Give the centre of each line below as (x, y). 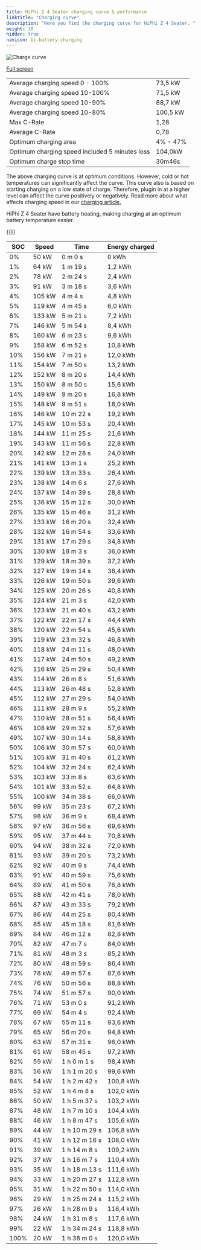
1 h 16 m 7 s (79, 1160)
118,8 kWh (124, 1228)
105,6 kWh (124, 1120)
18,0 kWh (122, 404)
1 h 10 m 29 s (81, 1130)
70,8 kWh (122, 836)
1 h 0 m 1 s (78, 1062)
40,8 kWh (122, 591)
